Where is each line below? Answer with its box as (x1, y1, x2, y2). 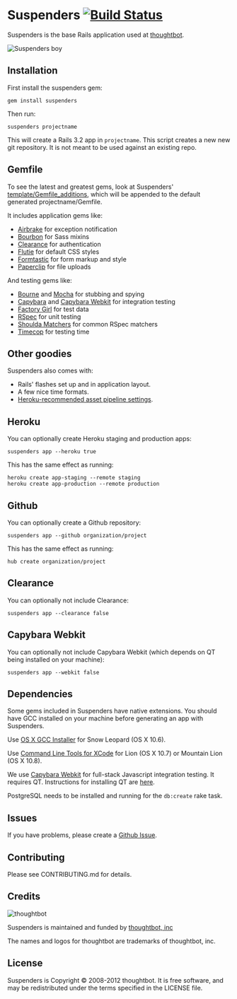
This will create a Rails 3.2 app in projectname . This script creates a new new (7, 135, 231, 144)
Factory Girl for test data (17, 305, 90, 313)
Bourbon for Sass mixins (17, 232, 90, 240)
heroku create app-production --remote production (7, 481, 160, 488)
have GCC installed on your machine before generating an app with (7, 714, 204, 723)
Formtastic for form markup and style (17, 255, 127, 263)
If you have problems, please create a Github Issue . (7, 831, 158, 839)
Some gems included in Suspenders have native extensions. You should (7, 707, 217, 715)
